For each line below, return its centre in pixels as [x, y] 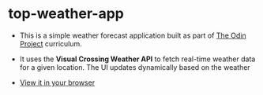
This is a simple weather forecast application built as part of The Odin [133, 35]
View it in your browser [57, 82]
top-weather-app [66, 14]
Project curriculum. [51, 43]
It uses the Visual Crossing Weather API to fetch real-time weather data [137, 59]
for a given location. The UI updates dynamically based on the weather [135, 67]
